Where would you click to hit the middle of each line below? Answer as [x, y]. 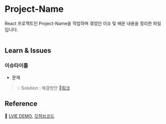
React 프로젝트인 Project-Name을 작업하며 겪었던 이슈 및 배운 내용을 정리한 [78, 23]
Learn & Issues [28, 51]
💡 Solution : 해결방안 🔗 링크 [43, 88]
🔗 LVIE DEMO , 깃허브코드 [30, 116]
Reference [21, 104]
